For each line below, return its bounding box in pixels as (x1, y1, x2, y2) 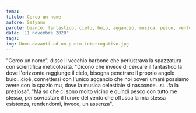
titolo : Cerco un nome (6, 14, 61, 20)
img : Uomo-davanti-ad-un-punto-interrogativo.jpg (6, 41, 129, 47)
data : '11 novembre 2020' (6, 30, 69, 36)
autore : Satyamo (6, 19, 45, 25)
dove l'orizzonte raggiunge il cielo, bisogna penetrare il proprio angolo (6, 69, 175, 76)
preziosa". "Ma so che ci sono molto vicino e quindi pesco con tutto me (6, 88, 177, 95)
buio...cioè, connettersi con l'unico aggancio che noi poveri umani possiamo (6, 75, 190, 82)
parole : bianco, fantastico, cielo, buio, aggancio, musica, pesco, (6, 24, 176, 31)
